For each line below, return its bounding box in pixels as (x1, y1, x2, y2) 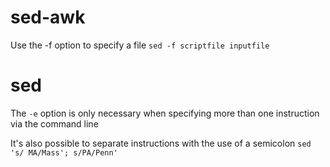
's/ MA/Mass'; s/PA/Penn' (10, 147, 118, 158)
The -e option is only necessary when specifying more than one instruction (10, 107, 320, 119)
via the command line (10, 117, 99, 130)
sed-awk (10, 6, 86, 29)
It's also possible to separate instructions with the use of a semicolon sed (10, 137, 312, 149)
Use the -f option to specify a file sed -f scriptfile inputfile (10, 39, 270, 51)
